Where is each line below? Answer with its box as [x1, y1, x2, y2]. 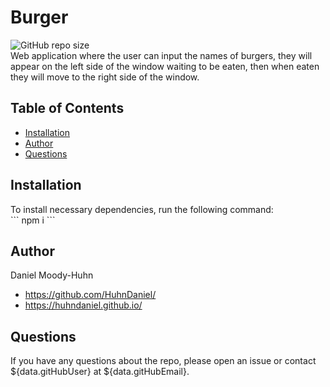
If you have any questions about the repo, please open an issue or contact [10, 355, 317, 367]
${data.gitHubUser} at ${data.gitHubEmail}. [10, 366, 190, 378]
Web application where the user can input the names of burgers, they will [10, 49, 313, 61]
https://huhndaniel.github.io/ [24, 299, 143, 311]
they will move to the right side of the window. [10, 71, 200, 83]
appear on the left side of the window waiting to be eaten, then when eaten [10, 60, 320, 72]
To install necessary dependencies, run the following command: [10, 203, 274, 215]
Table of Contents [10, 100, 125, 117]
